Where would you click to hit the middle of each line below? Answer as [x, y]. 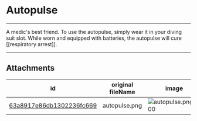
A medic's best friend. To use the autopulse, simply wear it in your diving [94, 32]
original [122, 84]
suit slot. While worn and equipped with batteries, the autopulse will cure [94, 38]
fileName [123, 92]
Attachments [30, 68]
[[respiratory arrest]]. [32, 44]
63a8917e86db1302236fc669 [53, 105]
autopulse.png [122, 105]
